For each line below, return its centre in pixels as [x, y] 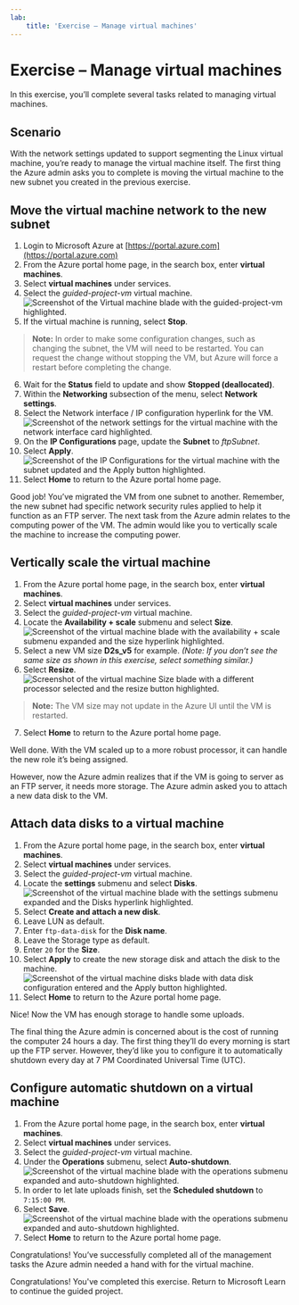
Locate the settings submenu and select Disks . [110, 883]
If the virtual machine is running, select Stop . [105, 321]
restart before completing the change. [101, 368]
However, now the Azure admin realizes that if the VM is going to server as [147, 777]
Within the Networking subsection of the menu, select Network [140, 395]
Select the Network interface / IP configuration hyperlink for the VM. [148, 413]
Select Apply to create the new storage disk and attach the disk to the [152, 959]
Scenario [36, 132]
